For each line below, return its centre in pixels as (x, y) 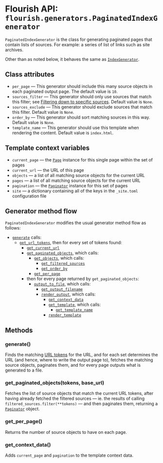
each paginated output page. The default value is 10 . (65, 91)
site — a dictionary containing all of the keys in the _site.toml (75, 191)
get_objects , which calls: (59, 258)
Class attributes (30, 75)
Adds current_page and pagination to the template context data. (69, 455)
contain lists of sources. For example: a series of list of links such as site (77, 44)
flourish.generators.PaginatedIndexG (81, 18)
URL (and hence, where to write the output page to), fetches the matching (79, 360)
